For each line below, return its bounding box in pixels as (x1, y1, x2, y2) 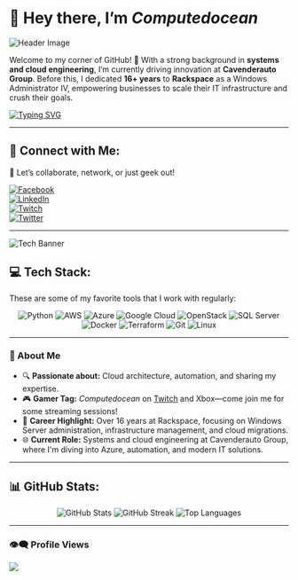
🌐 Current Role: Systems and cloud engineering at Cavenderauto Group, (21, 434, 289, 444)
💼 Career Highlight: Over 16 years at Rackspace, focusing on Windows (21, 415, 282, 426)
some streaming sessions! (21, 405, 118, 416)
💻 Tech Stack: (9, 265, 91, 280)
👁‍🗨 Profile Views (9, 538, 90, 551)
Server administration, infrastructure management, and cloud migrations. (21, 425, 289, 435)
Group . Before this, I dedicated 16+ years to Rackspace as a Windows (9, 73, 268, 83)
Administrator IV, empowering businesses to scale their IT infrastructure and (9, 82, 288, 93)
